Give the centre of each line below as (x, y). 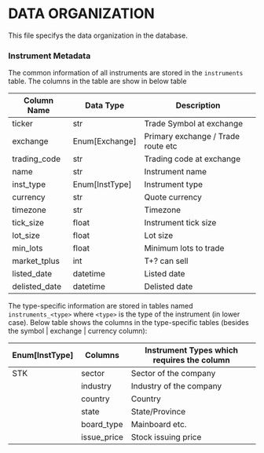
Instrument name (175, 172)
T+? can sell (166, 261)
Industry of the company (176, 386)
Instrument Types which (191, 350)
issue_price (103, 437)
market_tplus (36, 261)
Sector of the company (173, 374)
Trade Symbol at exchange (194, 124)
